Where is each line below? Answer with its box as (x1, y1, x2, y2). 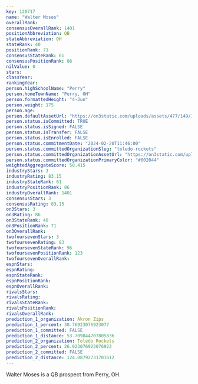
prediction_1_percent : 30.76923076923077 (6, 321, 110, 328)
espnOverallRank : (6, 283, 49, 289)
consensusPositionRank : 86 (6, 58, 72, 64)
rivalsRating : (6, 294, 41, 300)
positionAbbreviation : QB (6, 31, 70, 37)
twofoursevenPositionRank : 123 (6, 250, 83, 256)
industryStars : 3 (6, 168, 49, 174)
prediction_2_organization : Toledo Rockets (6, 338, 115, 344)
